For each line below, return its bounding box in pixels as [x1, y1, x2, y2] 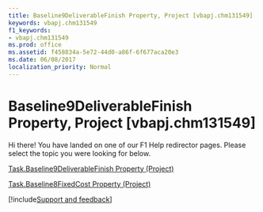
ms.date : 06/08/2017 [8, 56, 77, 64]
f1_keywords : [8, 26, 51, 34]
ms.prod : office [8, 41, 62, 49]
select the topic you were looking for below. [8, 148, 151, 158]
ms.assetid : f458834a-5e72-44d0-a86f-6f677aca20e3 [8, 48, 179, 56]
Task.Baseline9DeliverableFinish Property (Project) [8, 164, 174, 173]
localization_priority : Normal [8, 63, 112, 71]
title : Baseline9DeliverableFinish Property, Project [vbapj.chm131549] [8, 11, 253, 20]
